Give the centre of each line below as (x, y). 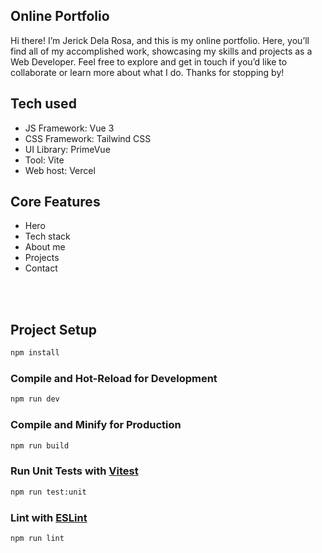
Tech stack (47, 236)
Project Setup (54, 329)
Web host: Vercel (60, 170)
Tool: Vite (44, 160)
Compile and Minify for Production (96, 425)
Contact (41, 268)
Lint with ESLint (49, 517)
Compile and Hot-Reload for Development (114, 379)
